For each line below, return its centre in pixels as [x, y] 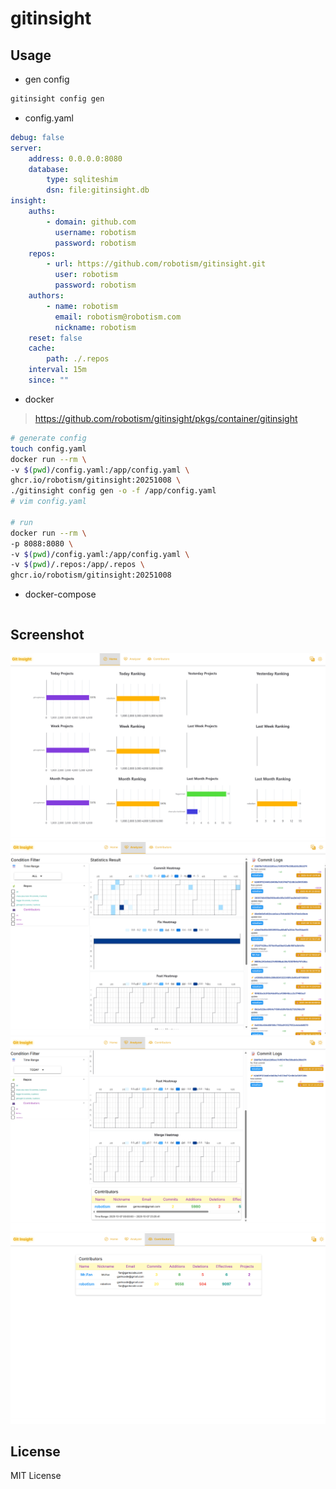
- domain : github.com [91, 222]
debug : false [37, 137]
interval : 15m [57, 370]
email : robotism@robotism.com [118, 317]
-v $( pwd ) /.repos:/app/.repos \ [77, 565]
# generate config [48, 438]
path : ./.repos [78, 359]
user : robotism [86, 275]
